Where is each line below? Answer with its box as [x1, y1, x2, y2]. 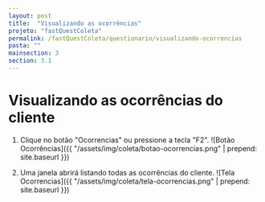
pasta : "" [8, 42, 42, 50]
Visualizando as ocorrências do [8, 92, 223, 109]
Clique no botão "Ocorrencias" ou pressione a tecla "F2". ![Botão [19, 134, 235, 145]
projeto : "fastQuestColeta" [8, 27, 103, 35]
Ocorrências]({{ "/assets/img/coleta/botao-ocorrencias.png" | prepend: [19, 143, 258, 153]
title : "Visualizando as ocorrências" [8, 19, 142, 27]
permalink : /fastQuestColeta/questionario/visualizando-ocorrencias [8, 34, 243, 43]
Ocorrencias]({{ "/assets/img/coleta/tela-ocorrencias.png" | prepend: [19, 176, 251, 186]
